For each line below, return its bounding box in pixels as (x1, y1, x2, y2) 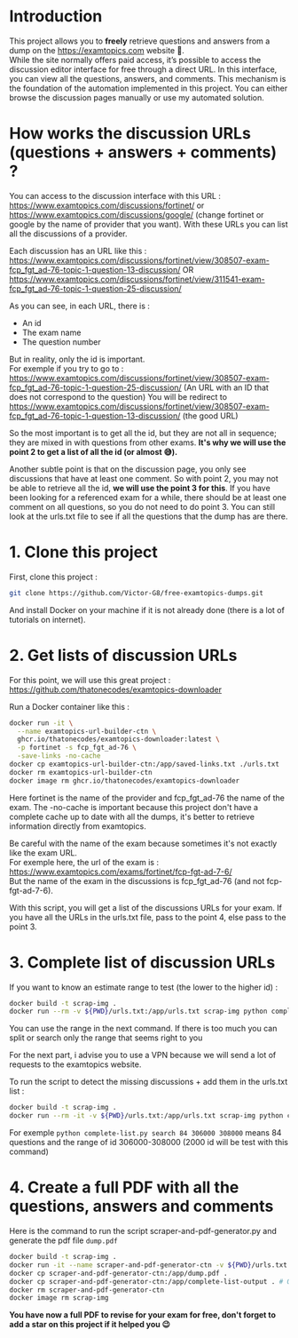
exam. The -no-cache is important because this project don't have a (9, 801, 259, 812)
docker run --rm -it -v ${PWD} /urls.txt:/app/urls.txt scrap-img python (9, 1111, 284, 1120)
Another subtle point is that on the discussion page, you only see (9, 464, 247, 474)
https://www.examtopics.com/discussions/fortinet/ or (9, 200, 205, 211)
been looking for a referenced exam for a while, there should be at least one (9, 491, 286, 503)
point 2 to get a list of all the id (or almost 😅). (9, 446, 178, 457)
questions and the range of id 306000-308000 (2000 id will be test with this (9, 1137, 288, 1148)
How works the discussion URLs (9, 123, 251, 144)
